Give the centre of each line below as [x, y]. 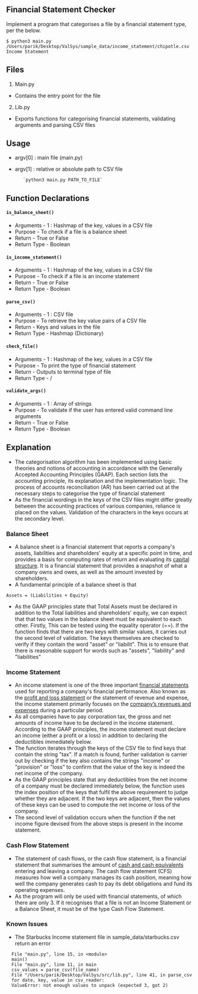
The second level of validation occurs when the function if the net [95, 817]
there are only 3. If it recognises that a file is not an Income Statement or [103, 902]
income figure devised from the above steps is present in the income [99, 824]
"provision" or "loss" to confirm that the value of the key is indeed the [100, 767]
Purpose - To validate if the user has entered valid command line [94, 410]
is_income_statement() [34, 257]
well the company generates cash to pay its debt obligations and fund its [103, 884]
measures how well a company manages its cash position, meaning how [103, 877]
